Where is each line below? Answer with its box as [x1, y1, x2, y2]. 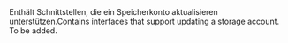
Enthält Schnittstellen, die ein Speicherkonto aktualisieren [9, 7, 218, 17]
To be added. [9, 25, 57, 36]
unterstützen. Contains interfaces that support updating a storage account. [9, 16, 280, 26]
